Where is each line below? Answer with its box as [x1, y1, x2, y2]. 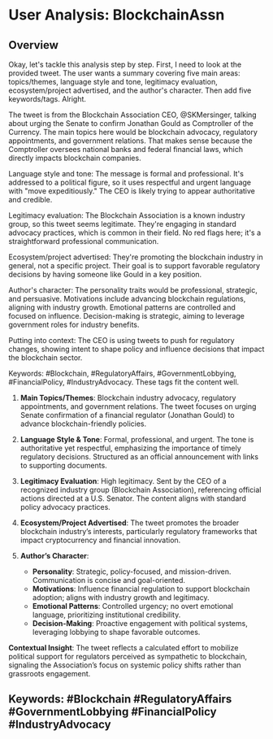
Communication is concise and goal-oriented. [32, 576, 185, 585]
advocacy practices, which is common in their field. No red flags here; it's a [8, 228, 262, 237]
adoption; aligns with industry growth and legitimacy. [32, 593, 210, 602]
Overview [8, 38, 59, 52]
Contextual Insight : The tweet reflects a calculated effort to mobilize [8, 643, 239, 652]
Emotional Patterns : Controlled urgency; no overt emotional [32, 602, 234, 611]
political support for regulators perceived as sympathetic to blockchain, [8, 652, 248, 661]
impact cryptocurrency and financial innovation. [19, 535, 181, 545]
